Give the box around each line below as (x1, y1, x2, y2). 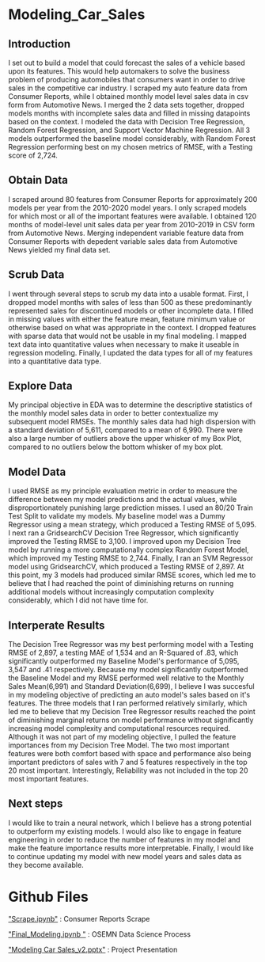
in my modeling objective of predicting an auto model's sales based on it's (8, 690, 251, 700)
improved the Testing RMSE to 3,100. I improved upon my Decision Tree (8, 537, 241, 546)
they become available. (8, 860, 85, 869)
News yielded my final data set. (8, 245, 111, 254)
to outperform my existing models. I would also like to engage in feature (8, 826, 242, 836)
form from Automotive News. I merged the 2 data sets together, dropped (8, 101, 244, 109)
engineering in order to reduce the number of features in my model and (8, 835, 240, 844)
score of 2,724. (8, 150, 58, 160)
